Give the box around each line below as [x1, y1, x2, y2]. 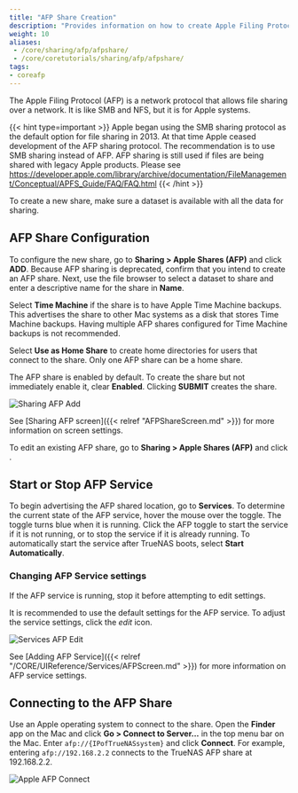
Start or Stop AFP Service [9, 476, 153, 492]
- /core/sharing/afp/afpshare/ [12, 46, 129, 55]
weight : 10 [9, 29, 50, 38]
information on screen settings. [9, 425, 123, 436]
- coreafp [9, 71, 46, 80]
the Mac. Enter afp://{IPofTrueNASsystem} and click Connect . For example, [9, 738, 286, 749]
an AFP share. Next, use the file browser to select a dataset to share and [9, 272, 274, 284]
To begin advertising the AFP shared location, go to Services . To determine [9, 500, 286, 511]
